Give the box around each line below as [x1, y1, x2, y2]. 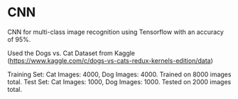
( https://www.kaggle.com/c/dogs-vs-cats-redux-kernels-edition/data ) [7, 56, 213, 64]
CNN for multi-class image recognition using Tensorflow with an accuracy [7, 28, 224, 36]
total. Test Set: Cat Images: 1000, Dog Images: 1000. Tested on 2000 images [7, 77, 232, 86]
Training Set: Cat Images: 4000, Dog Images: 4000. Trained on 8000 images [7, 70, 232, 78]
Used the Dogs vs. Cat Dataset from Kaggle [7, 49, 136, 57]
